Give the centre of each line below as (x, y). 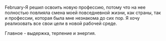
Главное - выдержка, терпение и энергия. (50, 33)
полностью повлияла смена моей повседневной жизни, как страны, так (83, 13)
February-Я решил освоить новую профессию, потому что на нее (75, 7)
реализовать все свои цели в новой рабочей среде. (61, 23)
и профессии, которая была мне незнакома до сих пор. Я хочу (72, 18)
